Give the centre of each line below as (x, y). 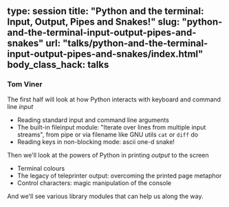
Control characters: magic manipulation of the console (94, 183)
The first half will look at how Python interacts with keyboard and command (114, 99)
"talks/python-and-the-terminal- (135, 44)
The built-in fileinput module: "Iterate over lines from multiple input (111, 127)
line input (20, 106)
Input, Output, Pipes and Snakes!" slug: (94, 22)
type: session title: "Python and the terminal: (106, 11)
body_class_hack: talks (58, 65)
